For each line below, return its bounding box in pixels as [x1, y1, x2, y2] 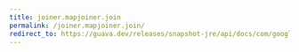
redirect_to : [9, 29, 58, 38]
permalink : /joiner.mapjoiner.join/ [9, 21, 145, 30]
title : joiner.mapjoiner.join [9, 12, 122, 22]
